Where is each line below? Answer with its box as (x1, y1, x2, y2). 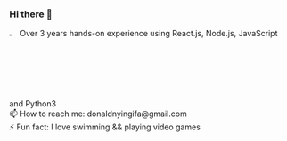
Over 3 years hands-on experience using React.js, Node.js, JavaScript (20, 28, 278, 39)
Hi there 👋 (9, 8, 53, 20)
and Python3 (9, 98, 56, 109)
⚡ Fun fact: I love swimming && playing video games (9, 121, 201, 132)
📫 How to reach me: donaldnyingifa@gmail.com (9, 108, 187, 119)
